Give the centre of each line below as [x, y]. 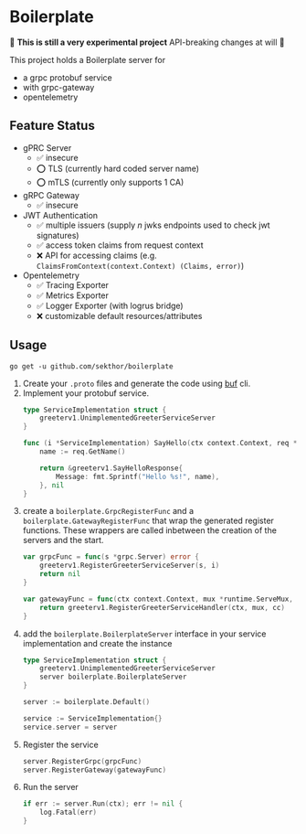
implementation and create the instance [97, 643]
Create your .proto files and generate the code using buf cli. [137, 383]
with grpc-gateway [58, 87]
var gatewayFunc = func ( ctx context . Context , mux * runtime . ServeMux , [158, 599]
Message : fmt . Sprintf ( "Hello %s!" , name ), [138, 476]
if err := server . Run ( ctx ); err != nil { [103, 804]
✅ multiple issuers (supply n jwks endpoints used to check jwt [153, 225]
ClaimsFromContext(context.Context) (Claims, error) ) [140, 265]
